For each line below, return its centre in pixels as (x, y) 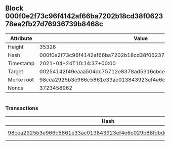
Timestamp (21, 63)
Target (16, 71)
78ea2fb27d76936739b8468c (54, 24)
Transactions (22, 108)
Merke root (21, 79)
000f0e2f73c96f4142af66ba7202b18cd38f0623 (84, 16)
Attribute (21, 38)
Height (16, 46)
